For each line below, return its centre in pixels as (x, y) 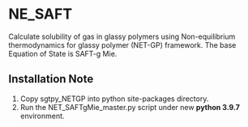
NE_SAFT (41, 14)
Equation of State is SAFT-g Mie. (63, 53)
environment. (42, 116)
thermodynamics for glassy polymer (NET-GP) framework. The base (122, 44)
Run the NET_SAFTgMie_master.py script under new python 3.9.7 (130, 107)
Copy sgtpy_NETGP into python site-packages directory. (114, 99)
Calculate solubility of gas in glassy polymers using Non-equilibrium (122, 36)
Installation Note (51, 79)
